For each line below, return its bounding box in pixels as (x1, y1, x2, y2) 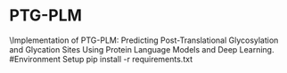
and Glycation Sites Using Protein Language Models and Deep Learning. (9, 44, 275, 54)
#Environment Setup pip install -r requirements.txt (9, 53, 193, 64)
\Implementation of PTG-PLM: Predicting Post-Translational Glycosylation (9, 35, 279, 45)
